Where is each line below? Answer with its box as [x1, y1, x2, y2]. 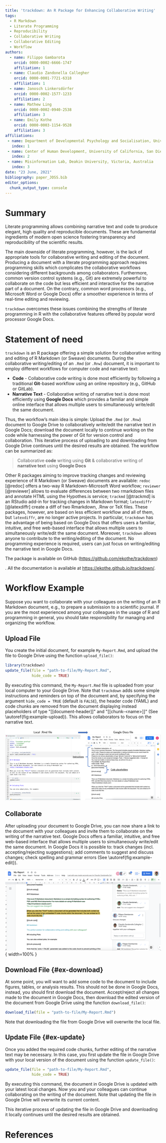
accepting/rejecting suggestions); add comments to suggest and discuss [5, 849, 154, 855]
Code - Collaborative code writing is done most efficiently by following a [12, 375, 160, 381]
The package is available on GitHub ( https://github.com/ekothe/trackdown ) [5, 555, 158, 561]
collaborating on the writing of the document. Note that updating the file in [5, 1092, 157, 1097]
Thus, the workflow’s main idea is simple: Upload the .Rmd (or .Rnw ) [5, 416, 141, 422]
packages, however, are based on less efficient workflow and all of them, [5, 509, 154, 515]
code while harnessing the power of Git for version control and [5, 432, 133, 438]
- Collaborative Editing [9, 40, 61, 45]
